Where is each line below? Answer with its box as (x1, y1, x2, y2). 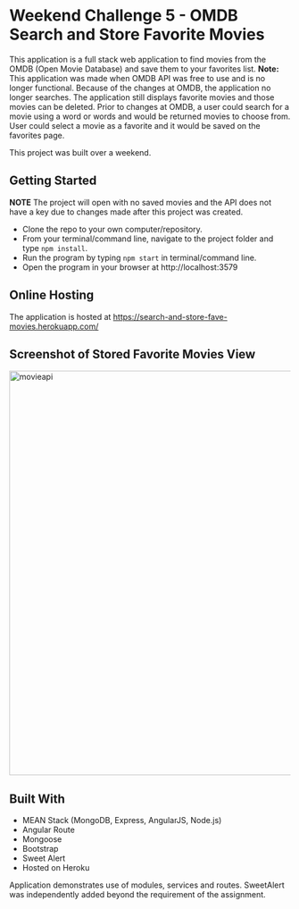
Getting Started (9, 173, 97, 189)
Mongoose (21, 834, 62, 845)
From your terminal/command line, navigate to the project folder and (21, 233, 274, 244)
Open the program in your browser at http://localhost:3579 (21, 261, 238, 273)
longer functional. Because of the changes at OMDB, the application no (9, 82, 271, 93)
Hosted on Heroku (21, 863, 90, 873)
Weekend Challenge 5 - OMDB (9, 5, 238, 26)
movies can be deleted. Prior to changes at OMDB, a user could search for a (9, 101, 290, 112)
